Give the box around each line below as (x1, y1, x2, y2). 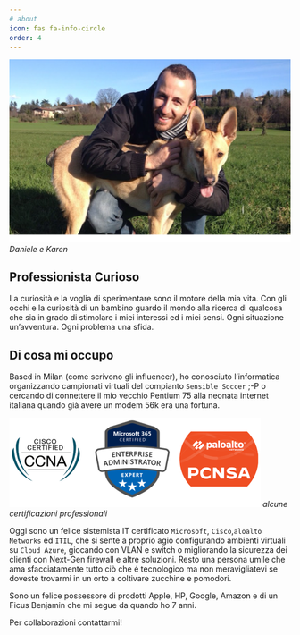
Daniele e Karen (9, 243, 69, 254)
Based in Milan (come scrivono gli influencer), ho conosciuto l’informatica (9, 371, 280, 382)
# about (9, 14, 38, 23)
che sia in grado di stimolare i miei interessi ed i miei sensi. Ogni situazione (9, 312, 284, 323)
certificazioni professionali (9, 508, 108, 519)
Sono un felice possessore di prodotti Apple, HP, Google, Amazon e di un (9, 590, 279, 601)
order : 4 (9, 33, 42, 42)
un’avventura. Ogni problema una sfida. (9, 322, 154, 333)
